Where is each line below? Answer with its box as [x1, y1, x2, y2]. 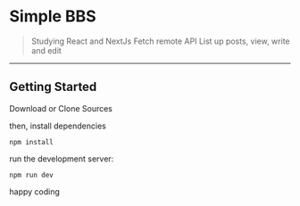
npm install [9, 137, 54, 146]
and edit [30, 45, 62, 55]
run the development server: [9, 153, 114, 164]
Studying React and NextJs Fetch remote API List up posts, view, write [30, 36, 290, 46]
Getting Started [9, 79, 97, 95]
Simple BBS [9, 6, 96, 27]
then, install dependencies [9, 120, 107, 131]
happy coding [9, 185, 61, 197]
